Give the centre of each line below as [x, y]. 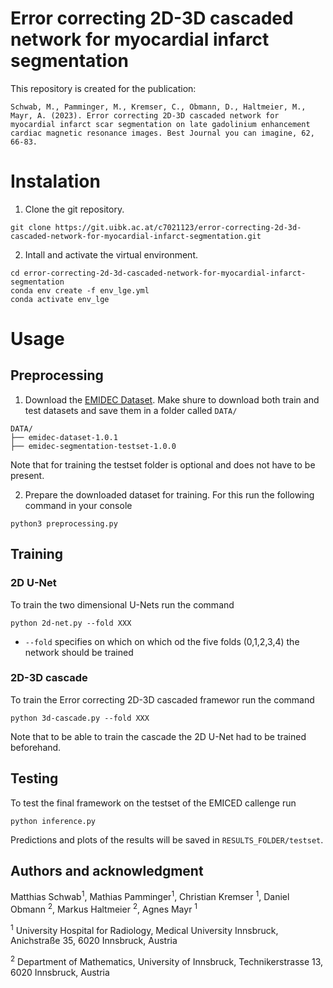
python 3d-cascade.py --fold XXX [80, 718]
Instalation [55, 181]
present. [27, 475]
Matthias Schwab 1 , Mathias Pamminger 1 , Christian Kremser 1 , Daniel [150, 896]
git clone [31, 227]
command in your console [78, 505]
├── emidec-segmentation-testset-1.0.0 [93, 446]
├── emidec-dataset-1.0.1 [64, 437]
